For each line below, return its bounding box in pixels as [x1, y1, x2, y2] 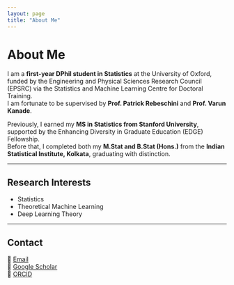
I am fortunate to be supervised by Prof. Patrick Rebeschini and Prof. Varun [7, 99, 226, 108]
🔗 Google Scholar [7, 263, 58, 271]
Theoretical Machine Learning [17, 203, 104, 211]
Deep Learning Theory [17, 210, 82, 218]
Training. [7, 92, 33, 100]
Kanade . [7, 107, 33, 115]
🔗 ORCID [7, 270, 33, 279]
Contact [7, 236, 43, 248]
